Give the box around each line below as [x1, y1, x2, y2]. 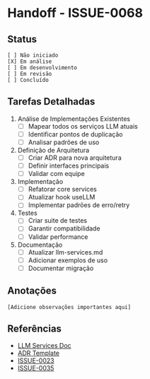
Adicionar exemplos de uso [28, 256, 108, 264]
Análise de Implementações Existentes [17, 115, 131, 123]
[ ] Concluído [7, 76, 50, 83]
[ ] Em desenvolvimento [7, 64, 78, 71]
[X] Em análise [7, 58, 52, 65]
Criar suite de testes [28, 216, 87, 225]
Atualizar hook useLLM [28, 193, 96, 202]
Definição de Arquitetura [17, 146, 90, 154]
